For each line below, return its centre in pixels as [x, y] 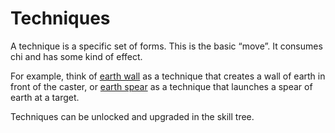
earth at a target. [45, 97]
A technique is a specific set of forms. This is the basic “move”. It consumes [166, 46]
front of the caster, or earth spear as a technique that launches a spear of [161, 86]
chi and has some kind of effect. [76, 56]
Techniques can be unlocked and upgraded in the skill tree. [132, 116]
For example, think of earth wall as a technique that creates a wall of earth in [168, 76]
